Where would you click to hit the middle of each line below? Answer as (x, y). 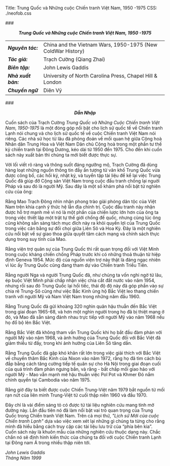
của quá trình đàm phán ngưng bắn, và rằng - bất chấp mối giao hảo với (80, 369)
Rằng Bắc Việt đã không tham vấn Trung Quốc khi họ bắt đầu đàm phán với (84, 332)
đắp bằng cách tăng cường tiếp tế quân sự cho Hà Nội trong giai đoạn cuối (83, 364)
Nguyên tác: (23, 48)
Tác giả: (18, 59)
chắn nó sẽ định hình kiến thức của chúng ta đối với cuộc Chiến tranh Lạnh (83, 437)
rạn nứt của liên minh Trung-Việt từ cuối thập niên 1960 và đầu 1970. (76, 395)
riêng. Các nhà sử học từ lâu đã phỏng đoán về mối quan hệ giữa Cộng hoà (83, 139)
